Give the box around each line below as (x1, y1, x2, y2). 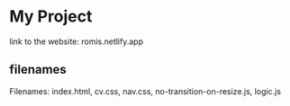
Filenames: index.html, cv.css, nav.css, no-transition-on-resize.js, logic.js (9, 85, 282, 96)
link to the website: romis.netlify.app (9, 36, 144, 47)
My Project (9, 6, 93, 27)
